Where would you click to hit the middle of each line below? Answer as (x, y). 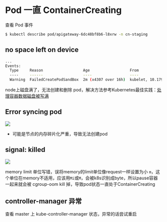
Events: (13, 66)
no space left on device (42, 50)
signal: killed (25, 150)
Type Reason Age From (74, 71)
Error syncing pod (34, 112)
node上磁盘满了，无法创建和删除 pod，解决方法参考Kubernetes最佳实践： (81, 90)
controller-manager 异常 (43, 201)
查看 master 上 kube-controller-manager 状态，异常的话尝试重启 (71, 214)
